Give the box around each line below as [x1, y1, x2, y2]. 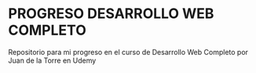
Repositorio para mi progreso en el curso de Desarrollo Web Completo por [8, 47, 249, 57]
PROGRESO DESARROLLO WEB [8, 5, 214, 23]
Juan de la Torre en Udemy [8, 56, 97, 65]
